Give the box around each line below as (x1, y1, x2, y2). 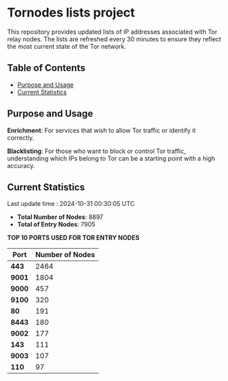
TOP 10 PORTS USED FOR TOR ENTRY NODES (7, 234, 140, 242)
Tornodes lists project (7, 5, 136, 21)
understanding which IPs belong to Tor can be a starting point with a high (7, 154, 216, 163)
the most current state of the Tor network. (7, 42, 126, 50)
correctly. (7, 133, 34, 142)
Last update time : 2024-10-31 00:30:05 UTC (7, 200, 135, 208)
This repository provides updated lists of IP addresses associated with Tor (7, 28, 218, 36)
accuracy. (7, 161, 36, 169)
